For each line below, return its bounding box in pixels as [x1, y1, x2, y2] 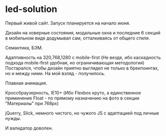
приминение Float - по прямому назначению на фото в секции [5, 95, 139, 101]
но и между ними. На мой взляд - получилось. [5, 70, 105, 76]
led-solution [5, 3, 58, 15]
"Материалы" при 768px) [5, 100, 59, 106]
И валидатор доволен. [5, 125, 53, 131]
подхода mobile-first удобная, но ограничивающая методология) [5, 59, 144, 65]
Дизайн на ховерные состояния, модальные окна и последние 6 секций [5, 29, 160, 35]
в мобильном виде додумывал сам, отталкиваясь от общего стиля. [5, 35, 150, 41]
